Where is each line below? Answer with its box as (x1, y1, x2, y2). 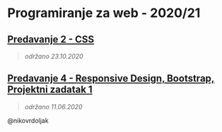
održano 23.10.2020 (24, 52, 83, 60)
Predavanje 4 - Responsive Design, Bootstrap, (7, 72, 215, 84)
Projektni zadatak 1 (7, 84, 93, 96)
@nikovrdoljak (7, 116, 49, 125)
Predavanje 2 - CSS (7, 33, 95, 45)
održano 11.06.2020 (24, 102, 83, 111)
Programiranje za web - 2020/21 (7, 5, 201, 21)
